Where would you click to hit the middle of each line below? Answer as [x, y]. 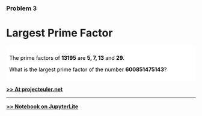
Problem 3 [22, 8]
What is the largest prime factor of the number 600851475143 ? [88, 69]
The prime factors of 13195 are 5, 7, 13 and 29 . [67, 57]
